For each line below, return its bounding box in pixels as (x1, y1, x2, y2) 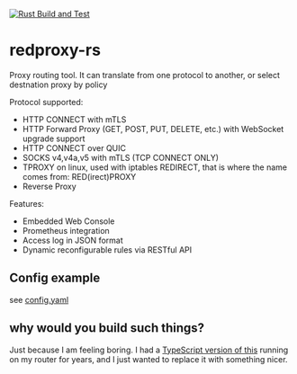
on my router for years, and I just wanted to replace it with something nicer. (9, 353, 288, 364)
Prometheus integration (22, 225, 110, 236)
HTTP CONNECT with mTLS (22, 113, 127, 125)
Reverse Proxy (22, 181, 76, 191)
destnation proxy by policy (9, 79, 108, 90)
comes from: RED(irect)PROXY (22, 171, 137, 182)
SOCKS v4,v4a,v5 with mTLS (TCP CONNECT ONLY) (22, 152, 219, 163)
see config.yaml (9, 294, 69, 305)
